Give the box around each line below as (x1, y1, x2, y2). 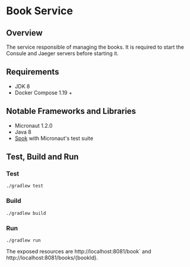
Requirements (6, 67, 59, 77)
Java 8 (14, 128, 31, 135)
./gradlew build (6, 210, 46, 216)
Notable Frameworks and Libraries (6, 106, 136, 116)
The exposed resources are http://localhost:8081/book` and (6, 247, 152, 255)
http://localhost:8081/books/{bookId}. (6, 254, 98, 261)
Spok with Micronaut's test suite (14, 135, 94, 142)
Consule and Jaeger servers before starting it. (6, 50, 119, 57)
